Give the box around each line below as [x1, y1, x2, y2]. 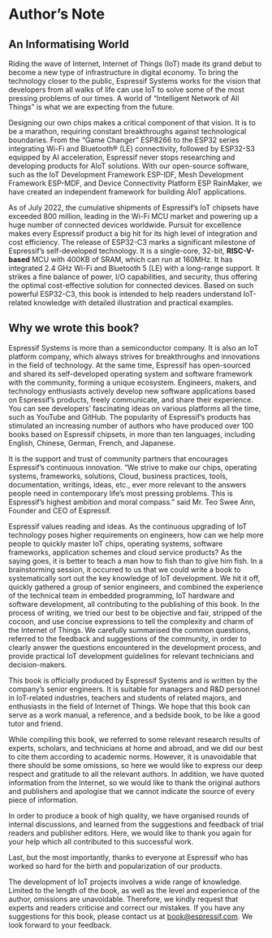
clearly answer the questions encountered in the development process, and [8, 642, 261, 652]
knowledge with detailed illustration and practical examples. [33, 298, 234, 308]
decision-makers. [8, 660, 67, 670]
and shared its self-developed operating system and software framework [8, 369, 253, 378]
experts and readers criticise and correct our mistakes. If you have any [8, 902, 245, 912]
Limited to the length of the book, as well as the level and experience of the [8, 885, 261, 895]
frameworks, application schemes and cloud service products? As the [8, 547, 242, 557]
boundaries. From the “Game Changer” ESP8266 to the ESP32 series [8, 135, 240, 145]
